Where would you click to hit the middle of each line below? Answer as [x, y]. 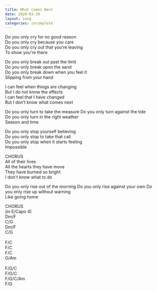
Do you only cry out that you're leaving [44, 47]
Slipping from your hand [29, 77]
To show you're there [26, 53]
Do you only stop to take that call [38, 137]
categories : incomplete [29, 23]
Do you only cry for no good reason [41, 37]
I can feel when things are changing [41, 87]
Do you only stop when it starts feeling [44, 142]
